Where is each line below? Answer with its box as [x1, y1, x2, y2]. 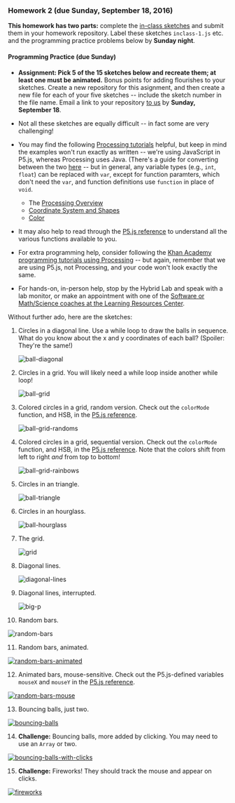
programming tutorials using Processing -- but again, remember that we [17, 255, 226, 264]
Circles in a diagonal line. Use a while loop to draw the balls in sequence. [17, 326, 229, 335]
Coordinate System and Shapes [28, 206, 120, 214]
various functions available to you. [17, 234, 117, 243]
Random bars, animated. [17, 643, 90, 651]
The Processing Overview [28, 199, 104, 207]
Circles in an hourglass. [17, 507, 86, 515]
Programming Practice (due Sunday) [8, 52, 116, 61]
